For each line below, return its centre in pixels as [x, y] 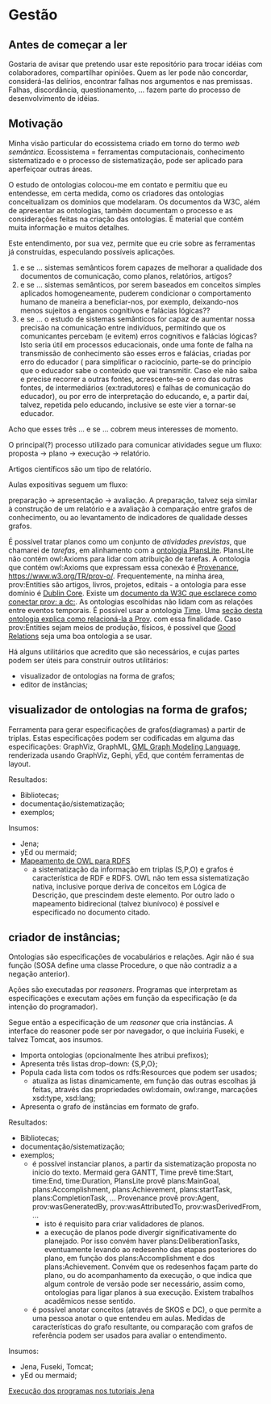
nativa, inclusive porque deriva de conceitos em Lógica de [129, 886]
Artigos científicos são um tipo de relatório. [80, 469]
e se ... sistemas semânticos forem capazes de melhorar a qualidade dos [141, 267]
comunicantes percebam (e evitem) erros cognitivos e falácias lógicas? [138, 336]
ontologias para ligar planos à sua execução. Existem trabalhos [149, 1293]
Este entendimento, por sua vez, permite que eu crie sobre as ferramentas [132, 243]
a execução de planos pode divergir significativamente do [140, 1233]
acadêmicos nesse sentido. [90, 1301]
